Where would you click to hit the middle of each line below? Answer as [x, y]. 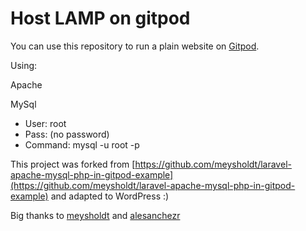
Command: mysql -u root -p [82, 144]
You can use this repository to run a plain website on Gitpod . [135, 46]
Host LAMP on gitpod [100, 18]
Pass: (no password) [67, 134]
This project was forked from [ [73, 164]
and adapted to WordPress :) [110, 196]
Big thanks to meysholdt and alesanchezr [95, 215]
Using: [24, 65]
